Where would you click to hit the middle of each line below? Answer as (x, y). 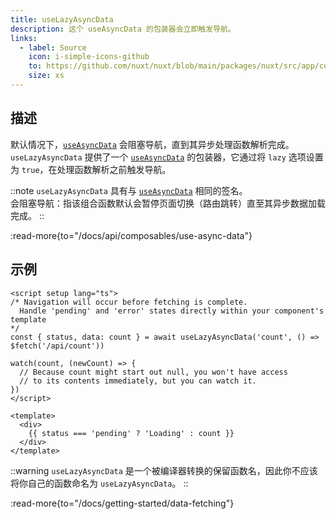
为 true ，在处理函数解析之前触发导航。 (91, 169)
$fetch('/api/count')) (57, 346)
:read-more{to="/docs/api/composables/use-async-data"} (131, 235)
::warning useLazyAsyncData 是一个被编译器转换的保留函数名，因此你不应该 (164, 470)
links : (24, 38)
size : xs (46, 76)
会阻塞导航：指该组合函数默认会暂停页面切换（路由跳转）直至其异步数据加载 (168, 203)
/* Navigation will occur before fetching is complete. (129, 302)
